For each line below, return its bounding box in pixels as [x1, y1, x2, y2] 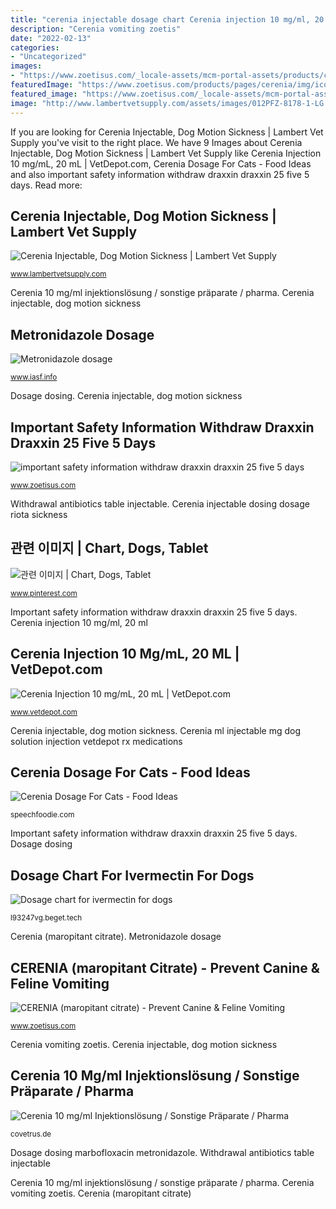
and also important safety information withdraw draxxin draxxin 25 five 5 [10, 168, 310, 180]
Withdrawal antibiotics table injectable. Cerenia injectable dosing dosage [10, 497, 310, 510]
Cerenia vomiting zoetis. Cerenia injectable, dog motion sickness [10, 1039, 278, 1050]
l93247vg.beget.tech [10, 913, 83, 923]
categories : [10, 42, 60, 53]
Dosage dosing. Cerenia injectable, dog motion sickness [10, 390, 243, 402]
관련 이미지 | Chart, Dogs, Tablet [10, 540, 209, 557]
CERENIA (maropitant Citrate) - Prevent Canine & [10, 959, 320, 976]
